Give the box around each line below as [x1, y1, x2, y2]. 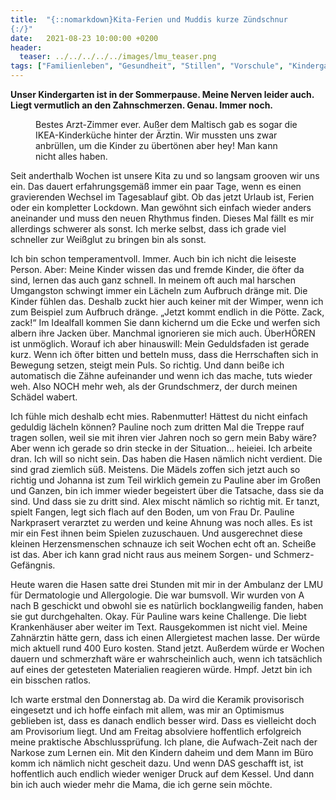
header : [10, 42, 43, 53]
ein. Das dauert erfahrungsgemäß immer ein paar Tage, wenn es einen [10, 181, 302, 192]
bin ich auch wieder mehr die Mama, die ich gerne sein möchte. [10, 779, 273, 790]
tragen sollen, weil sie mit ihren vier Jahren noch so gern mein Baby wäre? [10, 432, 317, 443]
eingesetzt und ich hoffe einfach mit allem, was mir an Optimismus [10, 704, 285, 716]
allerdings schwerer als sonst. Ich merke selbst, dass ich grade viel [10, 223, 287, 235]
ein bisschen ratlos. [10, 674, 92, 686]
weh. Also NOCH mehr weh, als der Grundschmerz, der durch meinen [10, 381, 298, 392]
